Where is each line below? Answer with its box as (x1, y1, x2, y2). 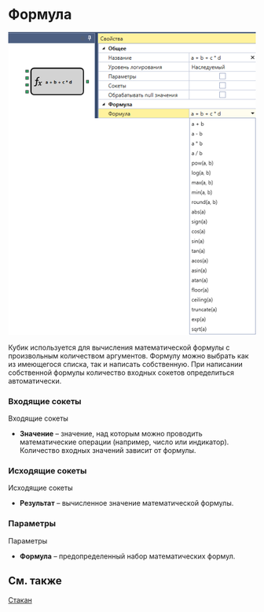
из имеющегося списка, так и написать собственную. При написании (8, 359, 243, 369)
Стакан (8, 595, 33, 604)
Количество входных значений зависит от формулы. (19, 446, 196, 455)
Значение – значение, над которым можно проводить (19, 429, 203, 439)
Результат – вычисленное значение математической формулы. (19, 499, 234, 508)
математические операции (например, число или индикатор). (19, 437, 229, 447)
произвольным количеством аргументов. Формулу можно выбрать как (8, 351, 249, 360)
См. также (8, 574, 63, 588)
